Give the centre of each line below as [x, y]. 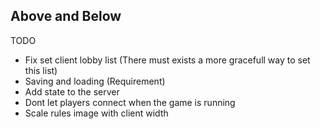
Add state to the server [72, 91]
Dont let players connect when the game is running [130, 102]
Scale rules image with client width [96, 113]
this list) [41, 70]
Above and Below [66, 16]
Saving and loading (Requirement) [95, 81]
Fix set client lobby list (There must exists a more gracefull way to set [167, 60]
